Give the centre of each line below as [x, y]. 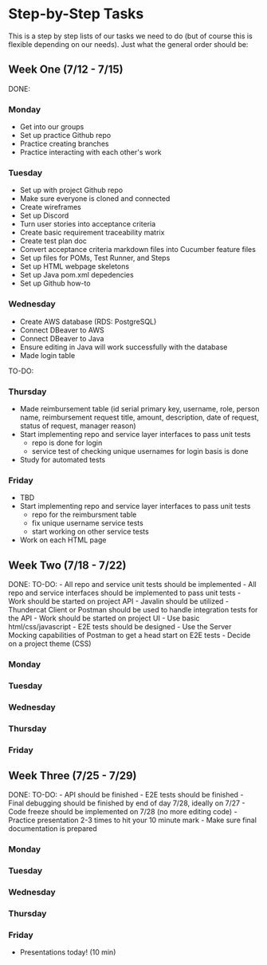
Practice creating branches [64, 144]
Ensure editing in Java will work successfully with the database [124, 347]
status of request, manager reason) [78, 425]
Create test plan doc [53, 241]
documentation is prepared [53, 829]
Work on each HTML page [63, 540]
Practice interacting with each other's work [90, 152]
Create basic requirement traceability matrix [92, 233]
